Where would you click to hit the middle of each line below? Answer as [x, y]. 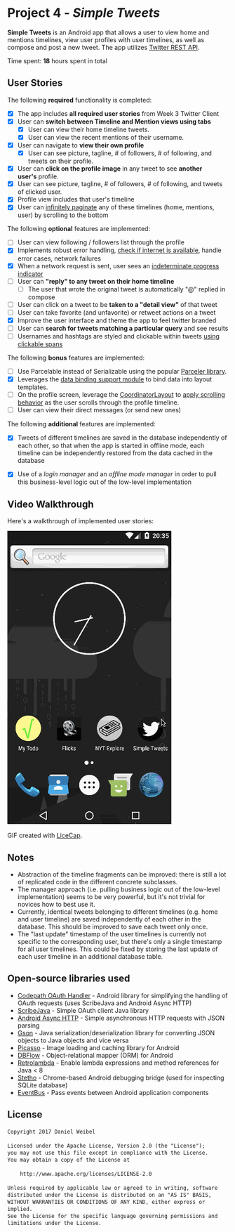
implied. [20, 1209]
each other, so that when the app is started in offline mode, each [111, 446]
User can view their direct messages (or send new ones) [99, 410]
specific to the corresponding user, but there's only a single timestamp [120, 942]
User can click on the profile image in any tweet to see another [110, 169]
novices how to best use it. [56, 904]
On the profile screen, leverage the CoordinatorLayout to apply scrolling [121, 395]
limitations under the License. [54, 1223]
